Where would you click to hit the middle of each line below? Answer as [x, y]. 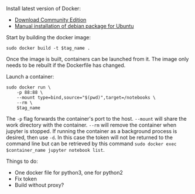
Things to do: [22, 161]
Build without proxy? [39, 185]
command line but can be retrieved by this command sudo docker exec [91, 144]
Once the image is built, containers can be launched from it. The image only [97, 59]
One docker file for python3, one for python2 [69, 173]
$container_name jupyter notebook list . [55, 150]
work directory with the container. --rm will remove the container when [91, 125]
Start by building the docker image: [48, 37]
